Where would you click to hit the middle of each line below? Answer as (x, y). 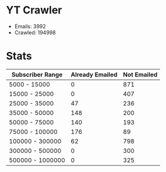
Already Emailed (94, 75)
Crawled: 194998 (35, 32)
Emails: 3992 (30, 26)
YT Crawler (34, 10)
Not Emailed (140, 75)
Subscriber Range (37, 75)
